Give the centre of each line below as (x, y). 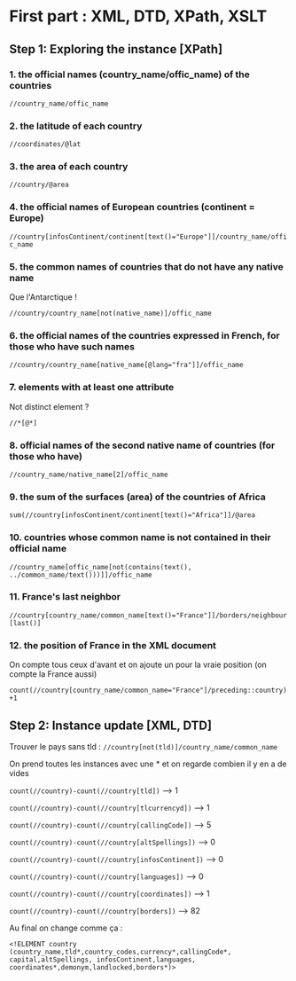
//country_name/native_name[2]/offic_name (89, 475)
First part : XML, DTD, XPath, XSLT (138, 16)
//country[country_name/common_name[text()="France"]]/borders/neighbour (148, 615)
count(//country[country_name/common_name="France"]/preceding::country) (148, 691)
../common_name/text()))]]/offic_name (81, 575)
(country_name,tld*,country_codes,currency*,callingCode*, (121, 952)
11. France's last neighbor (65, 597)
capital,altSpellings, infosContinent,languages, (103, 960)
